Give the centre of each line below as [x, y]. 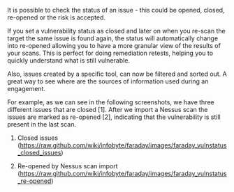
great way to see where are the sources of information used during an [108, 81]
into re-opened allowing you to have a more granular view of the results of [114, 46]
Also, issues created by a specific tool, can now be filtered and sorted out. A [117, 74]
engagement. [26, 89]
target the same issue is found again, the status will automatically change [113, 38]
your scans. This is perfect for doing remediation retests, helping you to [110, 53]
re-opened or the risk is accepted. [57, 17]
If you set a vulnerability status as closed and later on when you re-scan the [116, 31]
